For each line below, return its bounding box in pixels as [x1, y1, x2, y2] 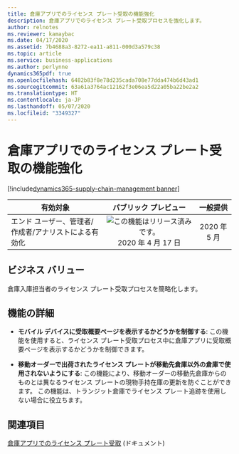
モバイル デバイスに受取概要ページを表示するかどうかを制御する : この [17, 327, 223, 336]
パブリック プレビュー [112, 202, 186, 212]
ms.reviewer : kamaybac [7, 30, 75, 38]
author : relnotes [7, 23, 59, 31]
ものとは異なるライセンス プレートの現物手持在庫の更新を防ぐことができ [17, 378, 232, 386]
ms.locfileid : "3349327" [7, 110, 81, 117]
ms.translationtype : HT [7, 90, 78, 97]
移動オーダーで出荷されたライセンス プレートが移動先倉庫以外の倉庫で [17, 360, 225, 369]
